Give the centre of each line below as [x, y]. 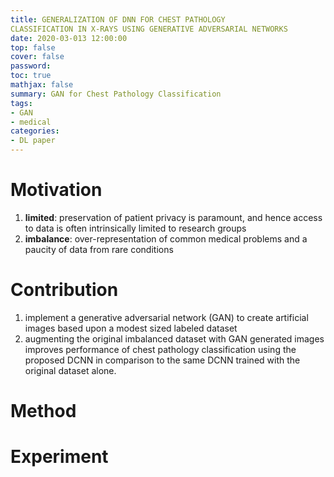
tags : [21, 103]
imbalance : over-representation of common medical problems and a [166, 238]
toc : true [31, 76]
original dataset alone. [70, 370]
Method [43, 411]
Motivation [56, 190]
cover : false [37, 57]
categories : [35, 131]
